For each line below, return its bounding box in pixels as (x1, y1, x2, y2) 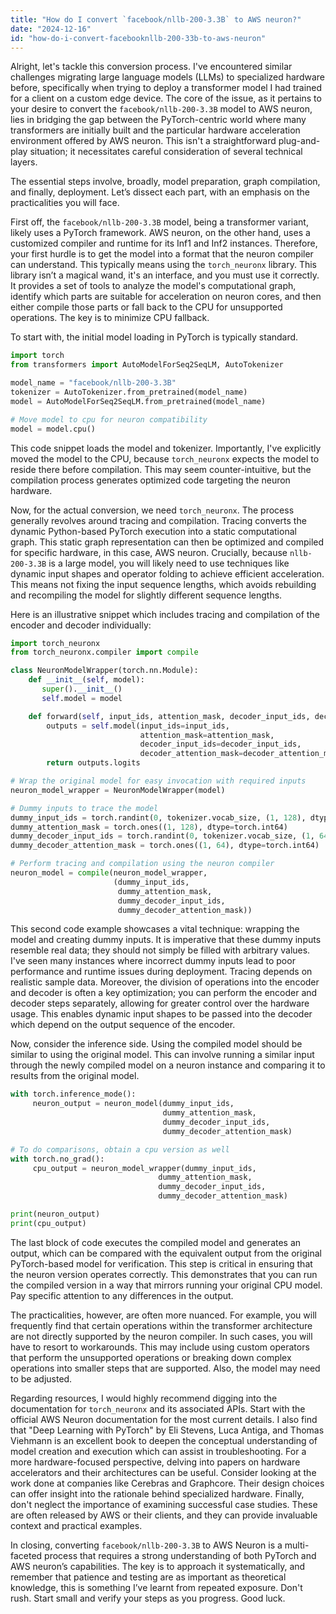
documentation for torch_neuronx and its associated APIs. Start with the (10, 1402, 306, 1415)
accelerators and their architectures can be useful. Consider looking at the (10, 1466, 317, 1478)
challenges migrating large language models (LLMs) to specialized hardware (10, 71, 326, 83)
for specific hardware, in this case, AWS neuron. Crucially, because (10, 546, 288, 558)
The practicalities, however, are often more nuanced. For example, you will (10, 1309, 317, 1321)
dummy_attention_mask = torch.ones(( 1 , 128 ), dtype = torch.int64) (10, 822, 288, 832)
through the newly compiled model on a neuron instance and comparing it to (10, 1059, 326, 1071)
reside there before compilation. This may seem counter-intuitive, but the (10, 463, 312, 475)
